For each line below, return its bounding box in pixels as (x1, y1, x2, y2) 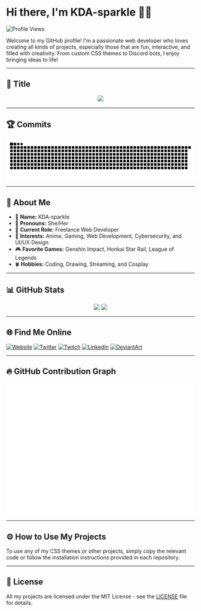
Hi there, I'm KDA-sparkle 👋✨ (6, 5, 153, 19)
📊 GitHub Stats (6, 284, 65, 295)
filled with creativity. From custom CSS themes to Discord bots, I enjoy (6, 49, 180, 56)
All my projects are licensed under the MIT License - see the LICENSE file (6, 592, 187, 600)
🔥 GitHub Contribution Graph (6, 366, 117, 377)
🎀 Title (6, 79, 31, 89)
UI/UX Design (14, 239, 49, 246)
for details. (6, 599, 33, 606)
